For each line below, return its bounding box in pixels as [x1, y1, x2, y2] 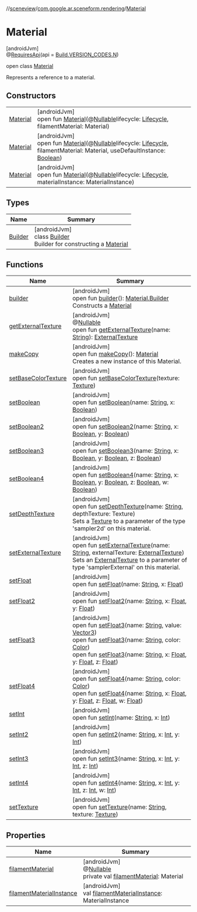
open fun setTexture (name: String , [72, 803, 167, 811]
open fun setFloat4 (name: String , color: [72, 674, 181, 683]
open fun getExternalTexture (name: [72, 326, 171, 334]
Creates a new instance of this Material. [72, 357, 182, 365]
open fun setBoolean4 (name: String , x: [72, 471, 179, 479]
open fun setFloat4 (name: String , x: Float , [72, 689, 187, 697]
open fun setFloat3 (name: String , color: [72, 636, 181, 644]
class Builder [34, 232, 70, 240]
